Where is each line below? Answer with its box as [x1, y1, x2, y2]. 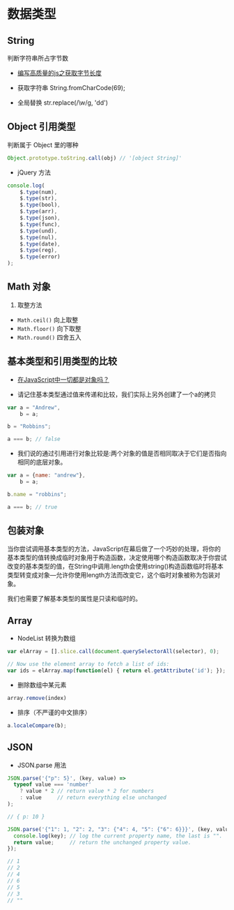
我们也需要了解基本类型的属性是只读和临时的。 [7, 594, 141, 602]
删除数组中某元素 [17, 680, 67, 689]
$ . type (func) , [19, 221, 61, 227]
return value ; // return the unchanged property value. [13, 839, 192, 846]
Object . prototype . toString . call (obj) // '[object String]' [7, 154, 182, 161]
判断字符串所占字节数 [7, 54, 68, 62]
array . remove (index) [7, 694, 68, 701]
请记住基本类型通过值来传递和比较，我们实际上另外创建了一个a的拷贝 [17, 390, 217, 398]
